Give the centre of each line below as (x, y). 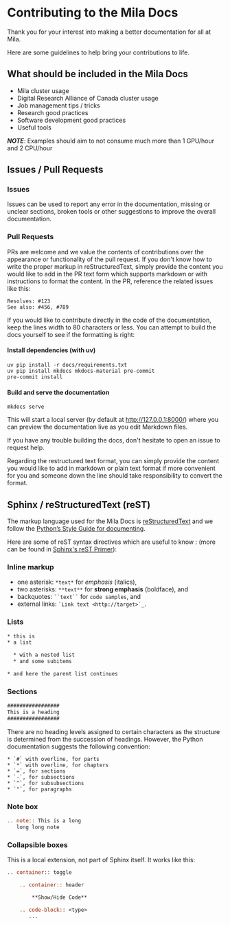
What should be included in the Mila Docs (98, 74)
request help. (26, 448)
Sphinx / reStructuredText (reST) (79, 505)
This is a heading (33, 712)
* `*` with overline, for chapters (58, 765)
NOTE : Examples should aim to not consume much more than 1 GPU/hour (111, 141)
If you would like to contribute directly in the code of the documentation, (109, 320)
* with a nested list (44, 655)
